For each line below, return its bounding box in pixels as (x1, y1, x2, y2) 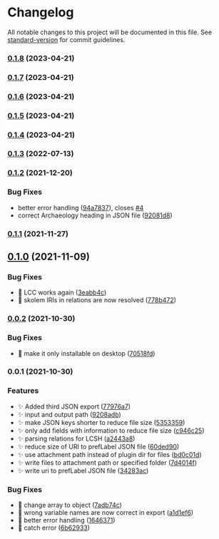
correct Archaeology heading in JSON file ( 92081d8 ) (17, 211, 173, 220)
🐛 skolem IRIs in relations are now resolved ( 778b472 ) (17, 296, 177, 304)
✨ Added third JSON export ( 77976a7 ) (17, 402, 131, 411)
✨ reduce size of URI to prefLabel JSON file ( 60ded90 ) (17, 442, 180, 451)
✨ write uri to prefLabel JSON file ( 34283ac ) (17, 466, 149, 475)
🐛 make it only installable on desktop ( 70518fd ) (17, 349, 156, 357)
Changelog (7, 4, 74, 21)
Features (7, 386, 39, 396)
